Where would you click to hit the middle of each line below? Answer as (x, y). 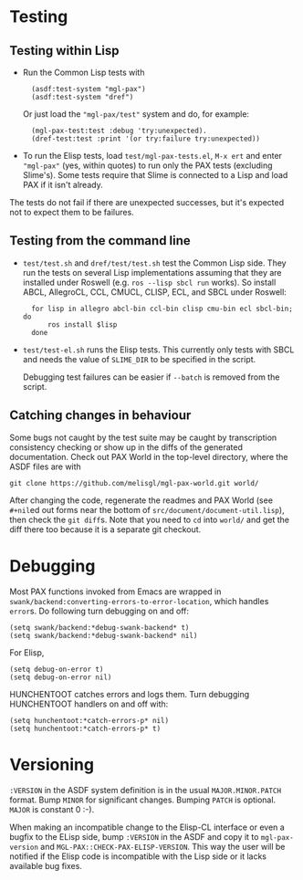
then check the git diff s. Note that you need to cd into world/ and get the (150, 519)
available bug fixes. (46, 865)
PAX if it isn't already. (63, 185)
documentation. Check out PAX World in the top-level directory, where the (149, 456)
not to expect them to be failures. (72, 212)
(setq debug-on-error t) (57, 669)
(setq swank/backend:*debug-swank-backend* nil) (104, 635)
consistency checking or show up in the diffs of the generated (126, 447)
